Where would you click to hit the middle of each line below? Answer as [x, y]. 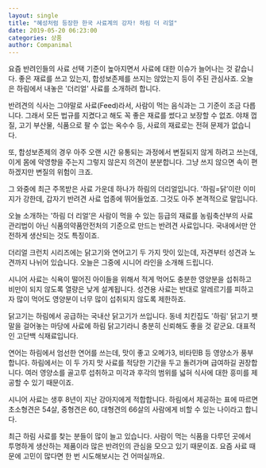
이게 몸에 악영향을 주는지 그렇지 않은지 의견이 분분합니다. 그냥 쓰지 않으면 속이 [129, 162]
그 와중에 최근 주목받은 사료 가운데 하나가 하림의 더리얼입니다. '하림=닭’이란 [125, 189]
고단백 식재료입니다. [47, 336]
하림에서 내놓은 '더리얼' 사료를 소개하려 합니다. [89, 89]
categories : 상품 [35, 38]
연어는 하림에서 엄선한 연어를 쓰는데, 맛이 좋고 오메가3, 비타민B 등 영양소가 [124, 353]
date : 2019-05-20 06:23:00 [53, 30]
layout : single [33, 15]
